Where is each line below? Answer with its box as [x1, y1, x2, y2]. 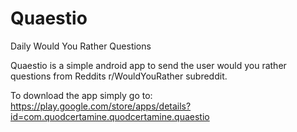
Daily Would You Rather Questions [10, 40, 152, 52]
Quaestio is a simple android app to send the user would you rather [10, 59, 287, 71]
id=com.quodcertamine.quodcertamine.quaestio [10, 110, 210, 122]
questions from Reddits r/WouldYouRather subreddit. [10, 70, 228, 82]
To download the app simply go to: [10, 89, 153, 101]
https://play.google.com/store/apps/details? [10, 100, 192, 112]
